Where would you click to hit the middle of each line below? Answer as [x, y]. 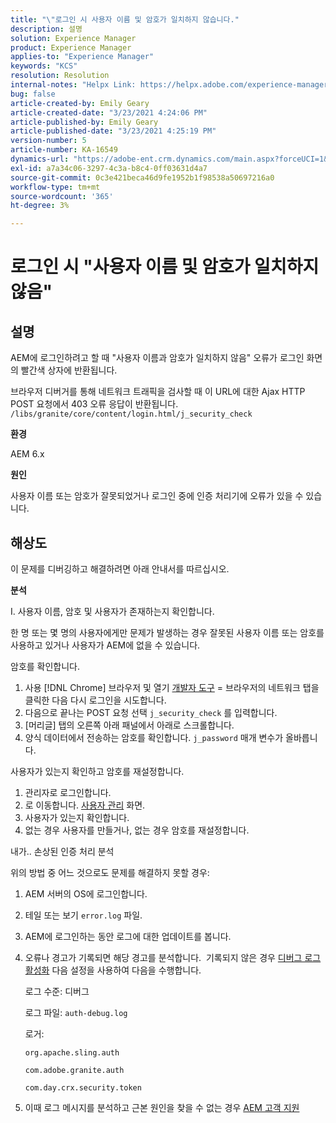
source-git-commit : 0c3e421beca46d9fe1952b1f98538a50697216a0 [142, 177]
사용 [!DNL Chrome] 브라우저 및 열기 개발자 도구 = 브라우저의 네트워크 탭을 [172, 687]
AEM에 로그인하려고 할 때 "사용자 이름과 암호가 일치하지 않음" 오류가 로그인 [157, 358]
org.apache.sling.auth [72, 1052]
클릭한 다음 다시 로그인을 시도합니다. [95, 700]
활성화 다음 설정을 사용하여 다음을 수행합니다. [113, 970]
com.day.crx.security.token [83, 1087]
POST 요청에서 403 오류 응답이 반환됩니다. [94, 404]
